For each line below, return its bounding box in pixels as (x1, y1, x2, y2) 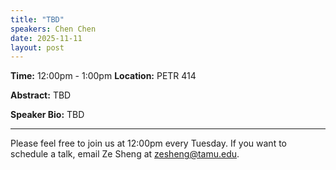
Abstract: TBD (10, 89, 72, 101)
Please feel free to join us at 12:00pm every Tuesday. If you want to (10, 137, 287, 150)
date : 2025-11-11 (10, 33, 83, 43)
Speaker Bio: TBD (10, 109, 85, 121)
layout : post (10, 42, 65, 53)
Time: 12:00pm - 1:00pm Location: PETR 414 (10, 70, 197, 82)
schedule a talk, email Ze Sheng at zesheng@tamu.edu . (10, 148, 240, 160)
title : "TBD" (10, 14, 65, 25)
